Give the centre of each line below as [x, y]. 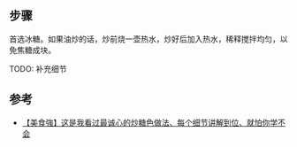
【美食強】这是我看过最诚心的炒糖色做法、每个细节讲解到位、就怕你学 [150, 122]
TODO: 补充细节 [38, 68]
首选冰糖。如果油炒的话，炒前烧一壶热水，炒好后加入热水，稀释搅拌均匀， [145, 39]
